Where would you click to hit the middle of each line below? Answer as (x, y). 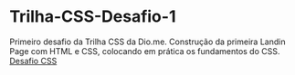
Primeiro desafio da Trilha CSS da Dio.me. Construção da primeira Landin (147, 42)
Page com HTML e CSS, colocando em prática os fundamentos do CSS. (145, 51)
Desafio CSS (33, 61)
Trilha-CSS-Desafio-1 (93, 17)
